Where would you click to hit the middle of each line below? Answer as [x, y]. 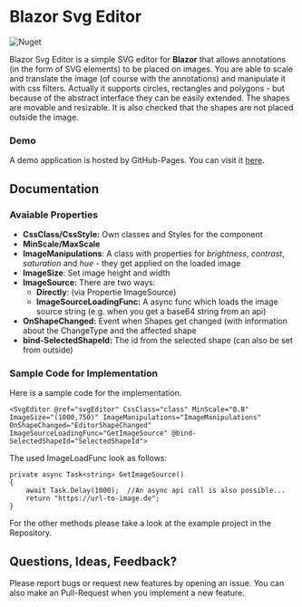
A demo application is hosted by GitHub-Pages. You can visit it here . [137, 160]
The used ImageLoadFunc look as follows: [88, 458]
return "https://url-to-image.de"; [93, 499]
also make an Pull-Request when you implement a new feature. [127, 593]
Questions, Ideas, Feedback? [93, 561]
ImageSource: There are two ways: [89, 282]
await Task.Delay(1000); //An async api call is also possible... [156, 491]
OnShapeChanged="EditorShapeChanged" [81, 426]
